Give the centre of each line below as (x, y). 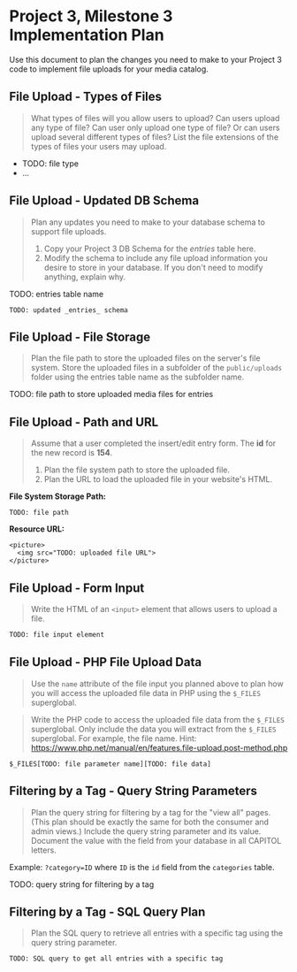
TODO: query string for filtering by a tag (82, 884)
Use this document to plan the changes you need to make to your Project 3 (146, 59)
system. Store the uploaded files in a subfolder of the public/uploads (156, 368)
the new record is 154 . (72, 453)
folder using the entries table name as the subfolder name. (137, 377)
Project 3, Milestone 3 (91, 16)
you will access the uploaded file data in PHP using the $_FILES (145, 693)
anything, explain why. (85, 277)
